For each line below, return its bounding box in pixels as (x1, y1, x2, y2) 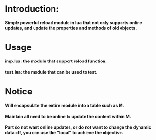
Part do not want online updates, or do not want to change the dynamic (5, 124, 152, 130)
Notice (5, 86, 33, 97)
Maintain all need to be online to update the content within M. (5, 113, 131, 119)
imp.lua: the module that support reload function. (5, 58, 107, 64)
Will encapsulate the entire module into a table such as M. (5, 102, 124, 108)
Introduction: (5, 3, 59, 15)
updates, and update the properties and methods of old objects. (5, 25, 137, 31)
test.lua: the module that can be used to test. (5, 69, 98, 75)
